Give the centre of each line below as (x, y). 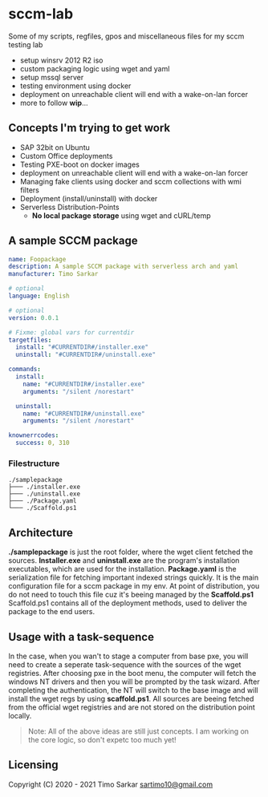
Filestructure (34, 463)
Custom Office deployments (66, 156)
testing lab (26, 44)
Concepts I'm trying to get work (89, 128)
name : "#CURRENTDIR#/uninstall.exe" (84, 414)
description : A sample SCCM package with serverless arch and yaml (124, 267)
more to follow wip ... (54, 103)
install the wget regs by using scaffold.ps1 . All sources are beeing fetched (131, 698)
